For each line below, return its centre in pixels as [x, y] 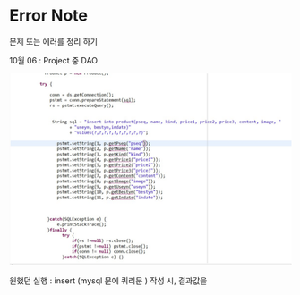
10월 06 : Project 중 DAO [54, 60]
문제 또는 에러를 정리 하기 [54, 41]
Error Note [48, 16]
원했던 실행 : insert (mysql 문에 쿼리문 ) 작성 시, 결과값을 [108, 280]
